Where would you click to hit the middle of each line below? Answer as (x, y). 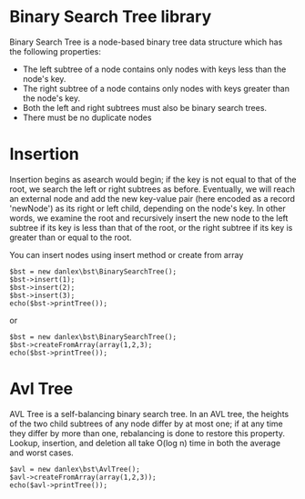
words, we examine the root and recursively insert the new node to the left (149, 218)
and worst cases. (42, 453)
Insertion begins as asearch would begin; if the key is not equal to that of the (153, 179)
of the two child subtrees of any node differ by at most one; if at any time (147, 424)
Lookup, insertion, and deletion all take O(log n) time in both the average (145, 443)
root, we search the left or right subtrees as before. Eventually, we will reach (152, 189)
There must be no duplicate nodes (87, 117)
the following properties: (56, 51)
